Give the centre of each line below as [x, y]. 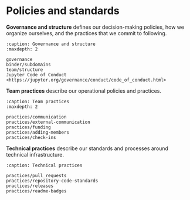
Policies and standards [63, 11]
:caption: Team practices [38, 101]
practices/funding [28, 127]
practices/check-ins [31, 137]
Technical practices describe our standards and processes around [87, 148]
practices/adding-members [38, 132]
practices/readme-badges [36, 191]
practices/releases [30, 186]
